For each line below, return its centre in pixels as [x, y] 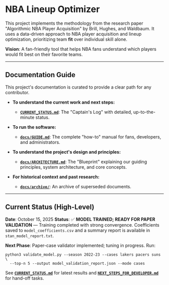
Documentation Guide [40, 75]
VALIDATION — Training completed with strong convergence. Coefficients [82, 225]
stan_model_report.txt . [30, 236]
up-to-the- [144, 112]
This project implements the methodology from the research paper [74, 23]
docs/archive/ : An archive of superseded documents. [76, 186]
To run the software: [34, 127]
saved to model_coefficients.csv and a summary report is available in [77, 230]
